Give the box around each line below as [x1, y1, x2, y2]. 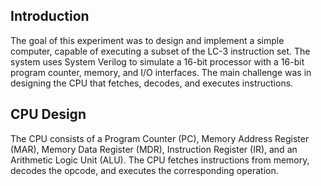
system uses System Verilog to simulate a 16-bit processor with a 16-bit [10, 55, 305, 68]
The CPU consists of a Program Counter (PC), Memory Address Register [10, 132, 310, 144]
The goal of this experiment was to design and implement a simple [10, 34, 285, 46]
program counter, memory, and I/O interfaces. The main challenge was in [10, 66, 312, 78]
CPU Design [10, 106, 87, 123]
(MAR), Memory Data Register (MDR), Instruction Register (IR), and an [10, 143, 298, 155]
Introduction [10, 8, 90, 25]
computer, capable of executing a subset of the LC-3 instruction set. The [10, 45, 311, 57]
